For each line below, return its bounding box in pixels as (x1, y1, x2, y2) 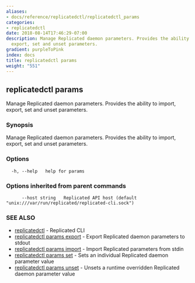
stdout (14, 239, 30, 246)
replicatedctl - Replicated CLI (14, 227, 85, 234)
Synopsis (6, 121, 33, 129)
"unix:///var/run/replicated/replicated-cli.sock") (6, 200, 134, 206)
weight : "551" (6, 63, 41, 69)
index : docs (6, 52, 35, 58)
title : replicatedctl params (6, 57, 77, 63)
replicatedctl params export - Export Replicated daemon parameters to (14, 233, 185, 240)
